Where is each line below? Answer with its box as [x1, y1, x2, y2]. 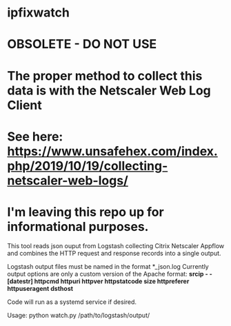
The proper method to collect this [7, 68, 203, 83]
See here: [7, 129, 63, 144]
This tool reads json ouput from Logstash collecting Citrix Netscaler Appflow [7, 241, 225, 249]
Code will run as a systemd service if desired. [7, 298, 137, 306]
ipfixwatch [7, 5, 70, 21]
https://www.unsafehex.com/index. [7, 143, 219, 159]
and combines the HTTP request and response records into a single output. [7, 249, 222, 257]
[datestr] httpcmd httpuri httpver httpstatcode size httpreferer [7, 277, 190, 285]
